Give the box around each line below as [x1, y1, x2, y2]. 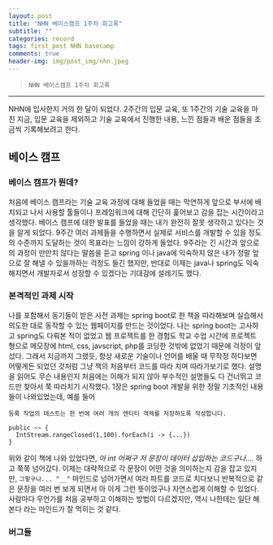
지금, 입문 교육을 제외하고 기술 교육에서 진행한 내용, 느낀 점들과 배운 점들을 [16, 114, 253, 124]
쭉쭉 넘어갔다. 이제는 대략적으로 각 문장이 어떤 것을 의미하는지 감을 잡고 [16, 463, 242, 473]
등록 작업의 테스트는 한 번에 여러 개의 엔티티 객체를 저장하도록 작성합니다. [8, 409, 227, 417]
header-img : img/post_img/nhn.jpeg [8, 58, 129, 66]
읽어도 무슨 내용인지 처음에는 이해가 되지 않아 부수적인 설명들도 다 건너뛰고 [16, 371, 253, 381]
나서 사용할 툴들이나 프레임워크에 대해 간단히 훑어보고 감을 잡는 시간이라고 [29, 207, 265, 216]
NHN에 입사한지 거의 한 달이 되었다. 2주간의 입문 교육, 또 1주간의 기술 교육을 [8, 103, 250, 114]
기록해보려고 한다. [23, 124, 80, 134]
